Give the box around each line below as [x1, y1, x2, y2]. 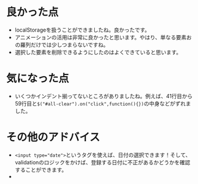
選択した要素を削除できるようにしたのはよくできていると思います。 [14, 48, 182, 55]
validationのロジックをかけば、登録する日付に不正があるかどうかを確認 [14, 158, 191, 166]
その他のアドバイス [6, 130, 100, 144]
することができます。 [14, 166, 67, 173]
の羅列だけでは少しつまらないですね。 [14, 41, 109, 48]
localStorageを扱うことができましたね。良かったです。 [14, 26, 150, 33]
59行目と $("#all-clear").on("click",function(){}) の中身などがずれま [14, 99, 191, 107]
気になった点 [6, 72, 70, 85]
